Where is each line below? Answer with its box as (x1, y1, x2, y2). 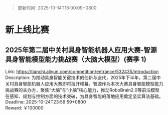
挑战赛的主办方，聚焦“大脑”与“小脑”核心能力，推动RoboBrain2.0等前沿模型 (5, 87, 159, 93)
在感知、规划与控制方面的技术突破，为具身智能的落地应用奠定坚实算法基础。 (5, 93, 163, 99)
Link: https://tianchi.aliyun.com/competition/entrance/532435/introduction (5, 68, 159, 74)
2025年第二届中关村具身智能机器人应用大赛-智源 (5, 45, 157, 54)
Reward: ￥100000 (5, 105, 44, 110)
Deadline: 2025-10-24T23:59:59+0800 (5, 99, 86, 104)
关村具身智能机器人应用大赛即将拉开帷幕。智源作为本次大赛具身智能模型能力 (5, 81, 163, 86)
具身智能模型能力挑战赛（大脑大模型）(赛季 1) (5, 55, 146, 63)
